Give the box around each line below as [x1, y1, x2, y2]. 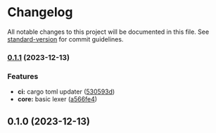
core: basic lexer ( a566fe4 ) [17, 95, 97, 103]
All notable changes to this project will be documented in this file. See [7, 27, 210, 36]
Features [7, 71, 39, 81]
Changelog [7, 4, 73, 20]
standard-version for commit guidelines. [7, 34, 124, 43]
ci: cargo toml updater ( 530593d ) [17, 87, 115, 96]
